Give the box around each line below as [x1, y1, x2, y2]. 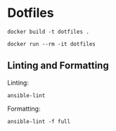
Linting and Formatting [7, 60, 109, 72]
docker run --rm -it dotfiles [7, 40, 96, 47]
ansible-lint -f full [7, 118, 71, 125]
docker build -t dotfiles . [7, 28, 90, 35]
